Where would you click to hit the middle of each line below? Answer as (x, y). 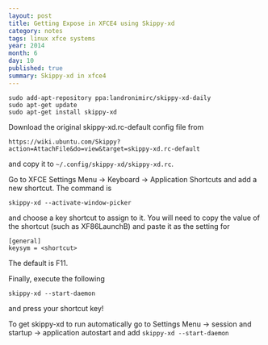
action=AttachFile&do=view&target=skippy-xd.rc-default (104, 149)
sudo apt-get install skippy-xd (63, 112)
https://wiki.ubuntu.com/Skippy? (65, 142)
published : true (36, 69)
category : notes (36, 31)
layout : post (30, 16)
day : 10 (21, 61)
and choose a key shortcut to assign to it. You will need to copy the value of (134, 218)
